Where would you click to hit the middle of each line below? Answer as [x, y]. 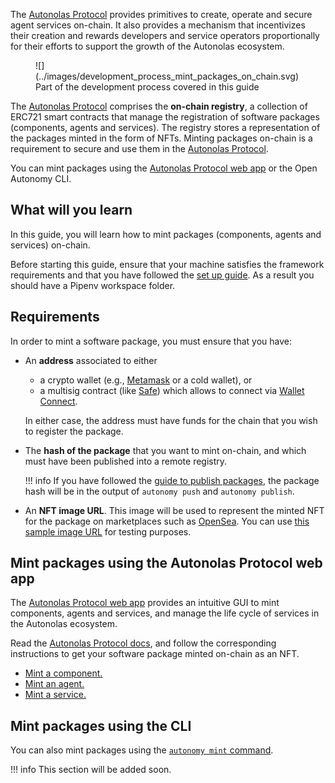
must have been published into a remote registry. [126, 461]
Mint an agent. [54, 684]
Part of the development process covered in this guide [147, 87]
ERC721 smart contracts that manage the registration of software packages [165, 117]
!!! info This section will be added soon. [91, 770]
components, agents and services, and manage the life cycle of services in [165, 613]
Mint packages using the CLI [101, 725]
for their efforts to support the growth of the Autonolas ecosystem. [147, 46]
